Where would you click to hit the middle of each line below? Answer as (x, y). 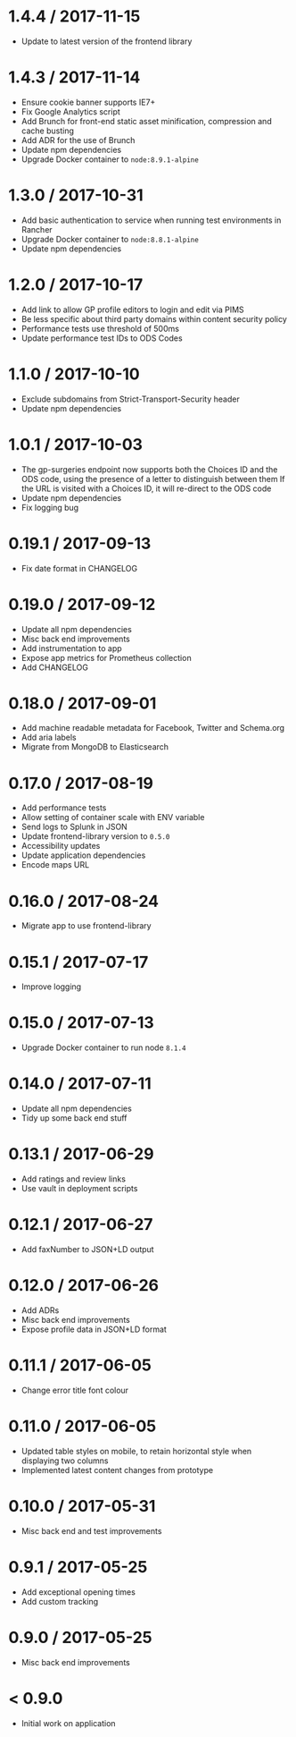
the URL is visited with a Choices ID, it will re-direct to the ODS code (146, 488)
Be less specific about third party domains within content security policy (154, 318)
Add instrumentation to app (71, 648)
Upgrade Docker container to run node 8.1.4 (103, 1047)
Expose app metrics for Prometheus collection (107, 657)
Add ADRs (40, 1310)
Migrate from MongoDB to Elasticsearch (95, 747)
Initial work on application (69, 1723)
